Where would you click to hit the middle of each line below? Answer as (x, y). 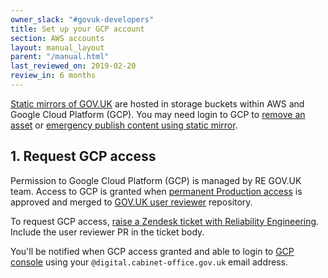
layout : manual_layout (57, 47)
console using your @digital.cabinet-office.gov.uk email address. (149, 262)
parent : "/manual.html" (60, 57)
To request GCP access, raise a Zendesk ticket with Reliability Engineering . (165, 221)
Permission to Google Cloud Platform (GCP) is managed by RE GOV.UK (156, 180)
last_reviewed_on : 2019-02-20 (73, 66)
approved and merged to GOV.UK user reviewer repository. (131, 202)
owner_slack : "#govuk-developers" (82, 19)
